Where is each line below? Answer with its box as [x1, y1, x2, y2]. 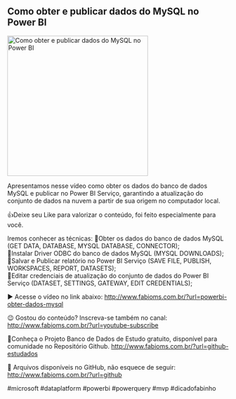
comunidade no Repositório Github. [7, 341, 110, 350]
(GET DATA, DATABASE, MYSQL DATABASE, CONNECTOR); [7, 241, 181, 250]
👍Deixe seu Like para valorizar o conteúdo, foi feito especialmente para [7, 210, 216, 219]
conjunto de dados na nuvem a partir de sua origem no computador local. [7, 196, 221, 205]
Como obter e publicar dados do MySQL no [7, 6, 199, 18]
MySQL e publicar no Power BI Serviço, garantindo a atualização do [7, 189, 204, 197]
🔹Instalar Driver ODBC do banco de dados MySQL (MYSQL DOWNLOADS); [7, 249, 224, 257]
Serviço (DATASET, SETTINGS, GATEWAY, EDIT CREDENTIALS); [7, 278, 193, 287]
